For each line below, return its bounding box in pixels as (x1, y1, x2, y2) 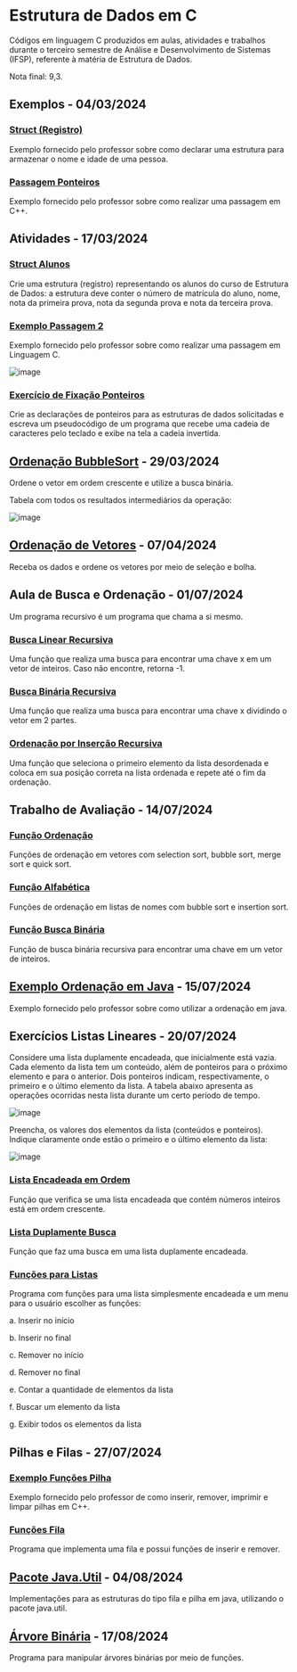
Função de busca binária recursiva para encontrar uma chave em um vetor (9, 943, 283, 954)
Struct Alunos (9, 258, 71, 270)
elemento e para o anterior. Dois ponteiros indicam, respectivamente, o (9, 1071, 269, 1082)
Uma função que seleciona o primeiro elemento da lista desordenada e (9, 757, 269, 768)
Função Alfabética (9, 881, 91, 894)
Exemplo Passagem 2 (9, 319, 104, 332)
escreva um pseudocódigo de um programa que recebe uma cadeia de (9, 418, 270, 429)
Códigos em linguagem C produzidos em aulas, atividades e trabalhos (9, 35, 266, 45)
